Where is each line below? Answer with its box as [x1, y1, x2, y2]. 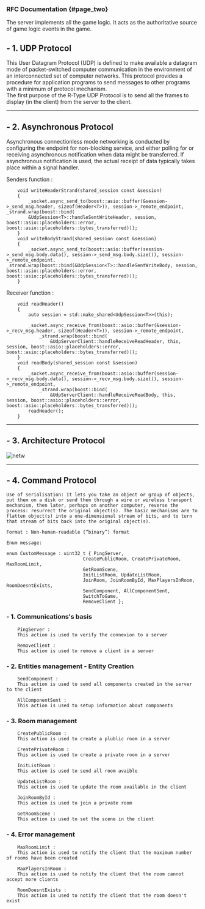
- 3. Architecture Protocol [6, 436, 106, 446]
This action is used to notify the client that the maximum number [17, 849, 192, 856]
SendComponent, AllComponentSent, [82, 587, 171, 594]
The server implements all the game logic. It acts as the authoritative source [6, 19, 197, 26]
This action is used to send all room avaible [17, 768, 138, 775]
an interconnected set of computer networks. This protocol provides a [6, 72, 183, 79]
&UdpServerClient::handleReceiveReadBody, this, [49, 392, 176, 398]
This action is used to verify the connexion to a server [17, 631, 168, 638]
